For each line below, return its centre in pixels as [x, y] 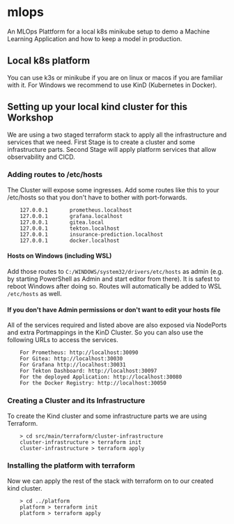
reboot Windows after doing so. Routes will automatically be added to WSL [114, 286]
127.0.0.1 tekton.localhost [70, 228]
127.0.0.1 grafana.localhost [71, 216]
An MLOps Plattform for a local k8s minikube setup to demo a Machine [109, 31]
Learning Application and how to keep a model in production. [95, 38]
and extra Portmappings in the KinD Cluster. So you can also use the [105, 332]
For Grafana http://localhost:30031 [73, 365]
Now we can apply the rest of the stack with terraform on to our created [110, 481]
